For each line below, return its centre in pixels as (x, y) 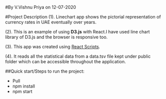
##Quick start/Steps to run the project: (45, 71)
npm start (22, 91)
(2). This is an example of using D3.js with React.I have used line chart (78, 32)
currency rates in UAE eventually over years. (51, 22)
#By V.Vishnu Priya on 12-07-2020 (41, 7)
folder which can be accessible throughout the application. (66, 61)
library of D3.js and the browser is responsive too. (57, 37)
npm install (24, 86)
